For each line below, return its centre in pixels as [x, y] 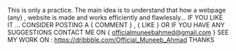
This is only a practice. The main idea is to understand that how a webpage [117, 10]
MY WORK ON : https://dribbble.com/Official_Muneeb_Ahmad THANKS [111, 40]
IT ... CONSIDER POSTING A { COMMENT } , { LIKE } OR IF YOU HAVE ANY [116, 25]
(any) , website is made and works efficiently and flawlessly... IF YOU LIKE [115, 17]
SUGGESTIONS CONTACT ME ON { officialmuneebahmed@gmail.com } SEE [118, 32]
